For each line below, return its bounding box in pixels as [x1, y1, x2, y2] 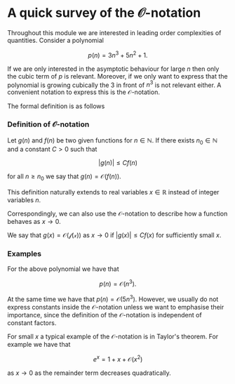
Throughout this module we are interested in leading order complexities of [7, 28, 222, 37]
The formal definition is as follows [7, 102, 105, 110]
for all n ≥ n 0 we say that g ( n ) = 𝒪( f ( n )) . [7, 172, 121, 183]
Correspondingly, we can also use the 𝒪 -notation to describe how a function [7, 209, 228, 218]
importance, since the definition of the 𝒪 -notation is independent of [7, 310, 202, 319]
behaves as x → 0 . [7, 218, 61, 226]
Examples [7, 249, 42, 259]
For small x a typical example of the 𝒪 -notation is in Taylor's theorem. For [7, 332, 219, 340]
